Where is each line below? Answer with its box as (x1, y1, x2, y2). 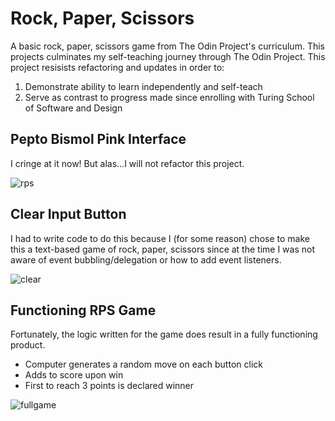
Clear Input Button (10, 206, 127, 223)
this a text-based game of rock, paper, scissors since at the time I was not (10, 243, 315, 255)
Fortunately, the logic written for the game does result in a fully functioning (10, 328, 318, 341)
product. (10, 339, 46, 351)
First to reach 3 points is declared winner (24, 380, 195, 392)
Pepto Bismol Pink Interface (10, 131, 187, 148)
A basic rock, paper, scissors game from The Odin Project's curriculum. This (10, 40, 325, 52)
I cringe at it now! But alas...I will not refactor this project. (10, 157, 245, 169)
